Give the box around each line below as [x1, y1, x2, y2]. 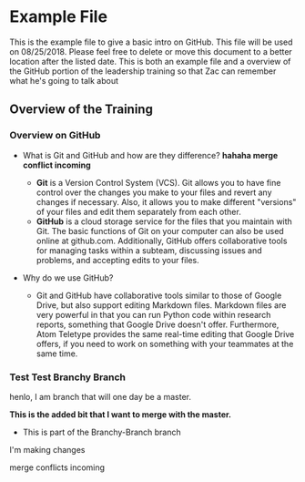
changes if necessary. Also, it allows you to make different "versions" [36, 196, 297, 207]
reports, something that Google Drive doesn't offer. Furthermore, [36, 319, 280, 330]
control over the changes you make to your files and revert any [36, 187, 272, 198]
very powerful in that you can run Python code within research [36, 309, 271, 320]
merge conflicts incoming [9, 462, 106, 473]
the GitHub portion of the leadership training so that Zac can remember [9, 66, 277, 77]
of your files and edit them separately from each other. [36, 206, 241, 217]
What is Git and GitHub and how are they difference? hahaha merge [22, 149, 279, 160]
